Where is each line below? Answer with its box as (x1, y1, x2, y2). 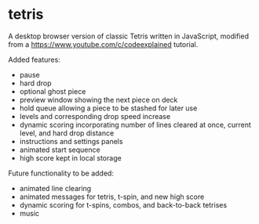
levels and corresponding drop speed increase (19, 111, 171, 121)
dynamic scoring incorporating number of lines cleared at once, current (19, 120, 251, 129)
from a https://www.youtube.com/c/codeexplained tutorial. (8, 39, 199, 49)
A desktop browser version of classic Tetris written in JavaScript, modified (8, 31, 250, 41)
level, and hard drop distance (19, 128, 115, 138)
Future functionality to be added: (8, 168, 114, 178)
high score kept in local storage (19, 153, 122, 162)
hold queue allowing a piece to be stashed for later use (19, 103, 198, 113)
